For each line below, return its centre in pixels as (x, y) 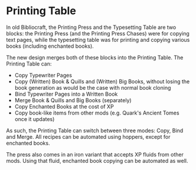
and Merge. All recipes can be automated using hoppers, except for (88, 136)
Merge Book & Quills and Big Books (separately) (73, 100)
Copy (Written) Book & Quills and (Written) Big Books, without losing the (102, 81)
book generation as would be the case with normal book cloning (93, 87)
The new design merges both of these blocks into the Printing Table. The (95, 57)
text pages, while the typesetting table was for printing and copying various (98, 40)
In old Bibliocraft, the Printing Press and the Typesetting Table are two (91, 27)
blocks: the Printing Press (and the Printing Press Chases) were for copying (98, 33)
